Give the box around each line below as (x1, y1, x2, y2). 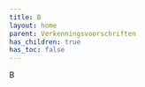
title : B (9, 12, 42, 22)
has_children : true (9, 37, 81, 47)
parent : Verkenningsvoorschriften (9, 29, 137, 38)
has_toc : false (9, 46, 65, 54)
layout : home (9, 21, 57, 30)
